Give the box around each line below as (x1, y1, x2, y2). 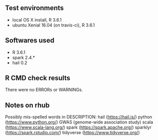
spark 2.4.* (12, 54, 35, 60)
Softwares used (5, 36, 55, 45)
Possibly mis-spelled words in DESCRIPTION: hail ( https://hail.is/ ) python (5, 114, 153, 120)
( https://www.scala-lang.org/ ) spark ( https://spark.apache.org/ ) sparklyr (5, 124, 152, 130)
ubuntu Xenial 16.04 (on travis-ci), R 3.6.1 (12, 22, 95, 28)
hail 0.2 (12, 60, 27, 66)
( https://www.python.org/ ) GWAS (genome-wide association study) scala (5, 119, 154, 125)
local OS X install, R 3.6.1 (12, 17, 62, 23)
